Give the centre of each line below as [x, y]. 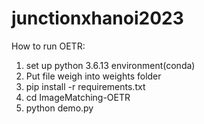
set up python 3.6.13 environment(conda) [110, 65]
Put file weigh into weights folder [93, 76]
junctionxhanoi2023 [97, 18]
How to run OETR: [48, 46]
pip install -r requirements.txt [85, 86]
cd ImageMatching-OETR [78, 97]
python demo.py [59, 108]
